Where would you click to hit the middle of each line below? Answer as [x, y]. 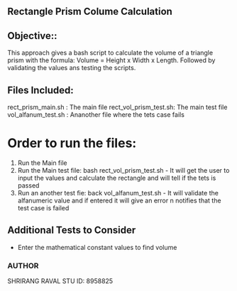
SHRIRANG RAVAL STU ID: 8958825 [60, 281]
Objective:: [33, 36]
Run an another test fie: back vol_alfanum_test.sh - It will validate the [118, 193]
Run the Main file [42, 163]
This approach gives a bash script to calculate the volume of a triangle [110, 53]
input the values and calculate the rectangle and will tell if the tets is [117, 178]
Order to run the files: [72, 143]
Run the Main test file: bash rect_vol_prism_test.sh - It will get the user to [123, 170]
